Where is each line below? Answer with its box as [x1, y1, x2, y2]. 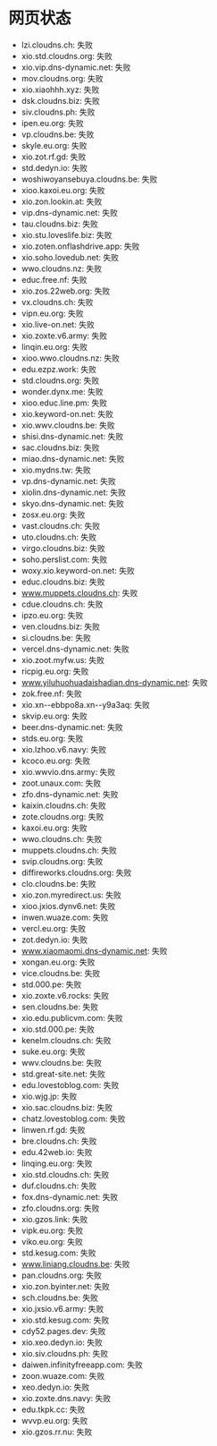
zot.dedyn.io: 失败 [21, 934, 88, 945]
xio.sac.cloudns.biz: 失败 [21, 1102, 113, 1112]
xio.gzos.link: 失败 [21, 1213, 88, 1224]
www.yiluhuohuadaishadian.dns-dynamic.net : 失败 [21, 676, 208, 687]
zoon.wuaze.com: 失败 [21, 1370, 105, 1381]
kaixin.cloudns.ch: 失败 [21, 800, 106, 811]
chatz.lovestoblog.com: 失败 [21, 1113, 126, 1124]
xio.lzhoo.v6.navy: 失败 [21, 744, 107, 754]
